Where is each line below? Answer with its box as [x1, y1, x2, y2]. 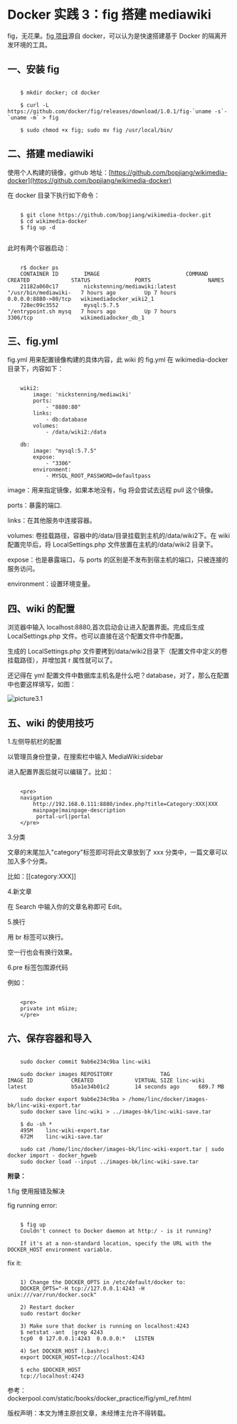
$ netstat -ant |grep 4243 [20, 1328, 103, 1336]
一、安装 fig [7, 64, 60, 76]
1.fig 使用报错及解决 [7, 1187, 65, 1195]
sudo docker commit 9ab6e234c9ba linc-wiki [20, 1058, 152, 1065]
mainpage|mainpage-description [33, 807, 126, 814]
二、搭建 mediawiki [7, 148, 94, 160]
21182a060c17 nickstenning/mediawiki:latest [20, 283, 177, 290]
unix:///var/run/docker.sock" [7, 1291, 98, 1298]
